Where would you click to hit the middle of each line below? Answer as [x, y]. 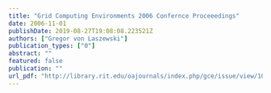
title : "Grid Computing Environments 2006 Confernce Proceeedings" [124, 16]
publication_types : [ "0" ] [52, 46]
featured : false [35, 61]
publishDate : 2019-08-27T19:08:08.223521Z [81, 31]
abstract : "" [30, 53]
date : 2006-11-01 [38, 23]
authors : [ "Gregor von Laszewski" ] [68, 38]
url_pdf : [23, 76]
